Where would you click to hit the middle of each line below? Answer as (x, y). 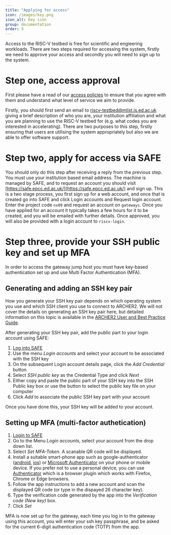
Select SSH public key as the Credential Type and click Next (76, 375)
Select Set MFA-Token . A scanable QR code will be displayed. (77, 452)
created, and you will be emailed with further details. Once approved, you (82, 216)
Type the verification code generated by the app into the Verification (85, 495)
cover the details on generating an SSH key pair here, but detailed (75, 312)
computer (23, 391)
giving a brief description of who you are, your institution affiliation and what (86, 116)
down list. (23, 446)
